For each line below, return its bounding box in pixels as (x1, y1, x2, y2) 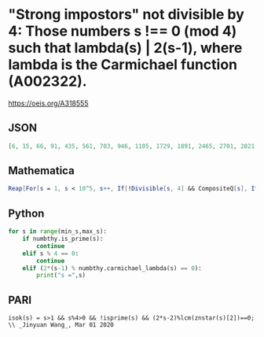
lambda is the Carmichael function (8, 56, 238, 74)
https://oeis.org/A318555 (8, 98, 89, 108)
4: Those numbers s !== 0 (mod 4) (8, 22, 237, 40)
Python (8, 206, 45, 220)
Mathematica (8, 164, 75, 178)
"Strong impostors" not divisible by (8, 6, 245, 24)
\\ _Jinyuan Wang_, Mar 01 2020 (8, 321, 114, 329)
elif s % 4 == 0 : (22, 250, 79, 257)
